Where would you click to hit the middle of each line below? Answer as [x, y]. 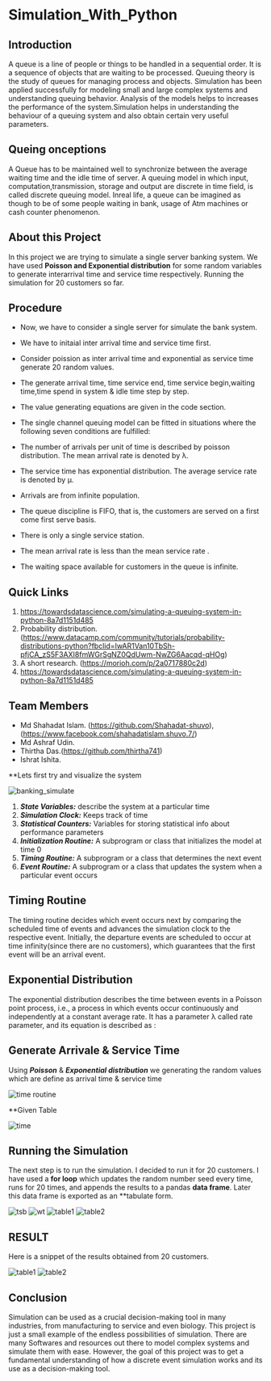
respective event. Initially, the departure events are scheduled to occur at [130, 937]
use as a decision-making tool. [59, 1368]
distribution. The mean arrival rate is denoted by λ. [104, 456]
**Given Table [33, 1109]
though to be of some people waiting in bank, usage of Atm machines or [128, 203]
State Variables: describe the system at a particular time [115, 806]
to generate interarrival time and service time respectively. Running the [126, 274]
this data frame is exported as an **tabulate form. [91, 1196]
